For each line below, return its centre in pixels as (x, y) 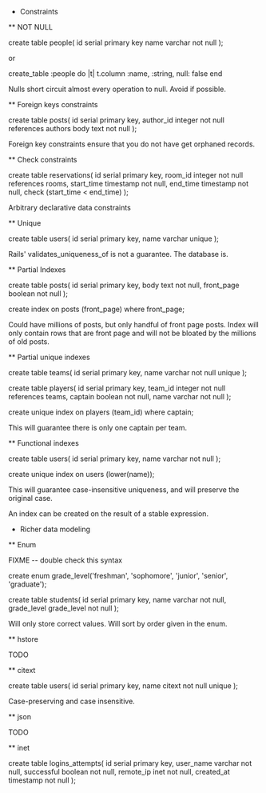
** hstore (23, 639)
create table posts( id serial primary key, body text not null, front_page (124, 285)
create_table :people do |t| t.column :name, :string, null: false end (115, 74)
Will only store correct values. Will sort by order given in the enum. (118, 624)
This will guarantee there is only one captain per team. (98, 428)
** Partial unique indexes (49, 357)
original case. (31, 498)
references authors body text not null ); (73, 128)
